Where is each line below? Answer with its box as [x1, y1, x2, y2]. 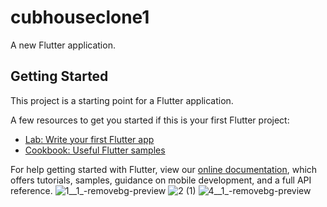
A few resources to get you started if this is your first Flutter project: [10, 114, 290, 126]
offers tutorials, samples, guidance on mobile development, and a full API [10, 174, 312, 186]
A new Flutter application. [10, 39, 116, 51]
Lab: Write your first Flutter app [24, 133, 155, 145]
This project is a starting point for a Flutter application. [10, 94, 234, 106]
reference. [10, 184, 53, 196]
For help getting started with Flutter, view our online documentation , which [10, 163, 318, 175]
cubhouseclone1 [10, 6, 150, 29]
